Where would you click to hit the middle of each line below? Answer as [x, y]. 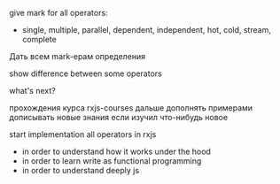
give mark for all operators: [58, 13]
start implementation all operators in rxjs [83, 134]
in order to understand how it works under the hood [116, 151]
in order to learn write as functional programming [112, 161]
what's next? [32, 91]
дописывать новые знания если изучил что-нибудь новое [119, 117]
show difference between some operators [86, 73]
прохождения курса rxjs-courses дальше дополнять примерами [131, 108]
